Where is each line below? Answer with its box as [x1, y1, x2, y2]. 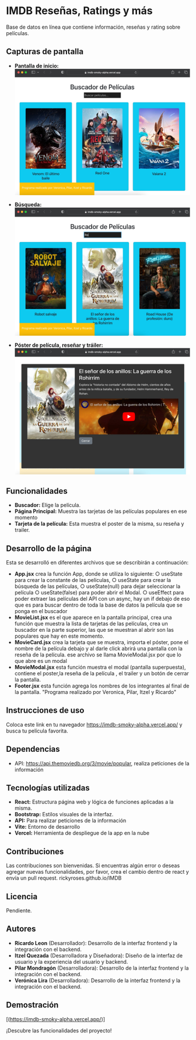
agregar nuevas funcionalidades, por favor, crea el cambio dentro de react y [6, 868, 190, 875]
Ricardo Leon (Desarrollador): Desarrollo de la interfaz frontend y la [14, 939, 178, 946]
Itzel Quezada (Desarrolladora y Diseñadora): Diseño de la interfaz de [14, 952, 183, 959]
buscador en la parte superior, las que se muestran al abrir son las [14, 626, 174, 633]
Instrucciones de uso [6, 706, 85, 716]
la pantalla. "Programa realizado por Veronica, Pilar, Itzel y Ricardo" [14, 688, 177, 695]
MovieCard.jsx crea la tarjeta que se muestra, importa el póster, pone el [14, 638, 188, 645]
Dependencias [6, 744, 60, 754]
